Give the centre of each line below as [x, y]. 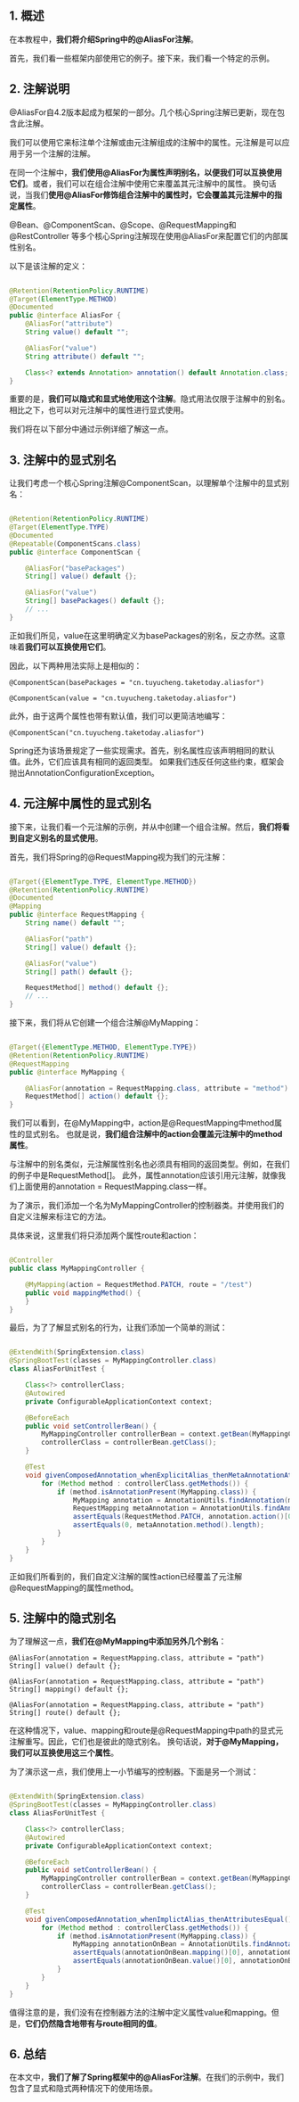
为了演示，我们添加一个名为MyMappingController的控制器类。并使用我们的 [147, 1206]
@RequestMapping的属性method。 [74, 1587]
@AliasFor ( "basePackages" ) [75, 568]
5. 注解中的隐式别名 [63, 1618]
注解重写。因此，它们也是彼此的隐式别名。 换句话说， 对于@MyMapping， [146, 1742]
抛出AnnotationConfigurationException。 [84, 772]
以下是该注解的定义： [48, 266]
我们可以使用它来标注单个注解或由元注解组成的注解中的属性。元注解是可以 [145, 142]
